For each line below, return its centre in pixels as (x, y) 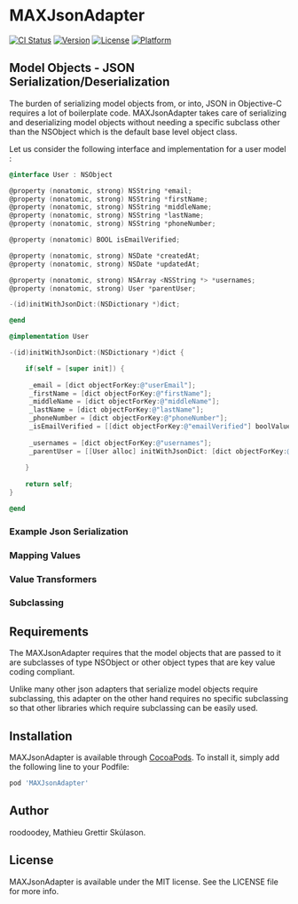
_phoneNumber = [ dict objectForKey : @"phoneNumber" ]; (128, 419)
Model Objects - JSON (72, 68)
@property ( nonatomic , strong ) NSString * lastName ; (106, 216)
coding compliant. (42, 672)
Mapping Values (45, 555)
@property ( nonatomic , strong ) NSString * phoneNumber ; (113, 224)
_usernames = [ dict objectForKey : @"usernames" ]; (121, 443)
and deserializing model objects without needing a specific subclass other (145, 122)
